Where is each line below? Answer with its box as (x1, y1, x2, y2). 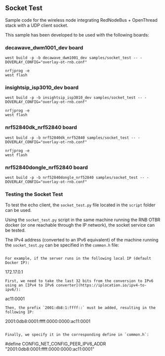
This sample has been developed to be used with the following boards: (5, 32, 149, 38)
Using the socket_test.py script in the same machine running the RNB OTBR (5, 217, 161, 223)
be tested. (5, 227, 26, 234)
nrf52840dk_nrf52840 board (5, 124, 78, 131)
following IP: (5, 310, 35, 315)
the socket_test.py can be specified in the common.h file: (5, 242, 120, 248)
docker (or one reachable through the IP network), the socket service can (5, 222, 155, 228)
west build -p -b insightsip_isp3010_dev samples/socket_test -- (5, 95, 142, 100)
